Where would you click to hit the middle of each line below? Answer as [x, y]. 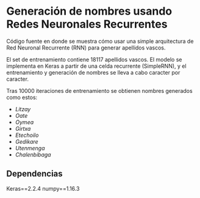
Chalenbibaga [33, 155]
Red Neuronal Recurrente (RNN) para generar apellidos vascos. [86, 48]
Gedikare [27, 141]
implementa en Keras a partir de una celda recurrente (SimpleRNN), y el [97, 66]
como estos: [22, 97]
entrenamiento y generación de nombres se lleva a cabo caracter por [93, 72]
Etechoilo [27, 135]
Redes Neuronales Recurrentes [87, 24]
